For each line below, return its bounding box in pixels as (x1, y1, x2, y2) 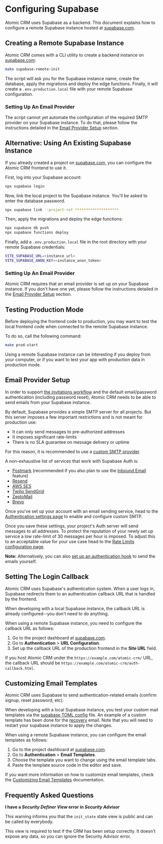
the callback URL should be (5, 660, 61, 666)
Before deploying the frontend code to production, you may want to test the (5, 319, 157, 324)
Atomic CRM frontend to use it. (5, 165, 67, 171)
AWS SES (12, 483, 32, 489)
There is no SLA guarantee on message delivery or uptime (12, 439, 129, 445)
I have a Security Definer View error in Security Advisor (5, 804, 120, 810)
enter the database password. (5, 198, 65, 204)
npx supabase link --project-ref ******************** (5, 207, 119, 212)
